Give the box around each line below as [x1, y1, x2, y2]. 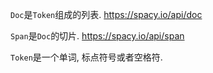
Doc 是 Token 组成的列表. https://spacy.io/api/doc [10, 9, 203, 20]
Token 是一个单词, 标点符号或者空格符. [10, 51, 163, 63]
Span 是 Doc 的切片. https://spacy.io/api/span [10, 30, 185, 42]
